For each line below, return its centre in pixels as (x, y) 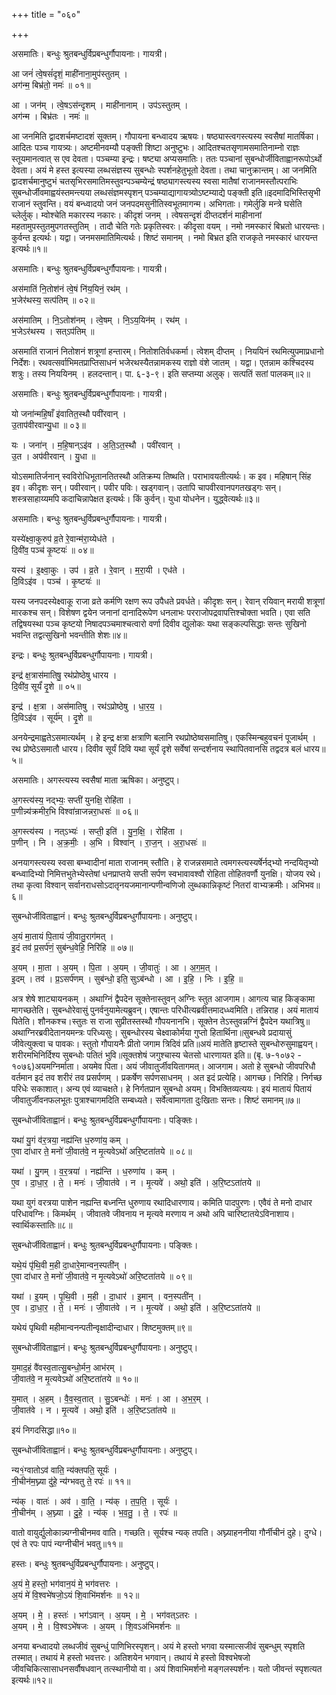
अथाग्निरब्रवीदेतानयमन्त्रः (48, 1032)
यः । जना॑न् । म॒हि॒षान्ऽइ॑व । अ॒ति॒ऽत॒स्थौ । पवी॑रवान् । (96, 445)
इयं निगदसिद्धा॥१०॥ (44, 1430)
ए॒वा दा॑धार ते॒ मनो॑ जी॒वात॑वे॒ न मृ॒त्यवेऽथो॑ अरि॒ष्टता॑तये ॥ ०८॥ (102, 1151)
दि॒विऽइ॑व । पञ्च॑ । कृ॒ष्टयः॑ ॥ (56, 581)
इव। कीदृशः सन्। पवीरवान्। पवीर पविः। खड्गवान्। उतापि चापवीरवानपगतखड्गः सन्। (147, 487)
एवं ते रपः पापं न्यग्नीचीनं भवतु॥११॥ (67, 1543)
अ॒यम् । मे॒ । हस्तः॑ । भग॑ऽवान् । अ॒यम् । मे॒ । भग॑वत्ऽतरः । (104, 1615)
